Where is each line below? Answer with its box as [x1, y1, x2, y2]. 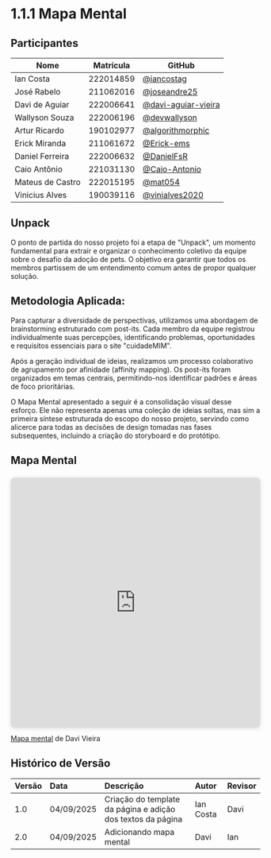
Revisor [227, 780, 257, 791]
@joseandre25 [142, 87, 198, 97]
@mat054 [142, 176, 181, 187]
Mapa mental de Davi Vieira [10, 734, 101, 743]
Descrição [104, 780, 144, 791]
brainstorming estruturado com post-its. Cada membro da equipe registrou [10, 323, 255, 334]
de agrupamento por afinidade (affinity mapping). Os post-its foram [10, 365, 231, 374]
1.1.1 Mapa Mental [10, 5, 128, 23]
